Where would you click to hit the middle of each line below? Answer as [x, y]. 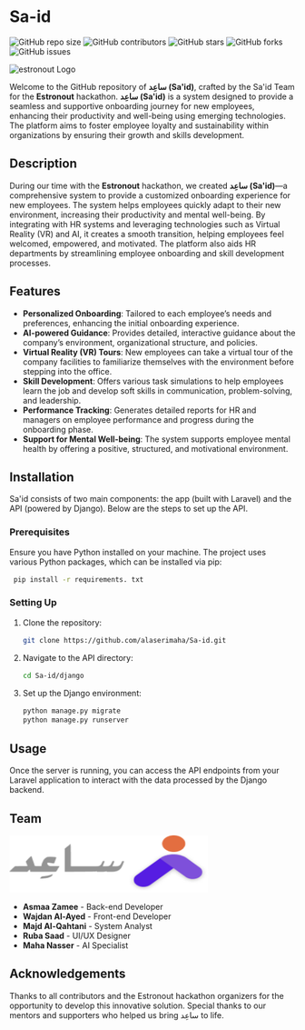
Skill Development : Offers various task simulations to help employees [153, 381]
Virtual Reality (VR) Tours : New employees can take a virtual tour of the [157, 352]
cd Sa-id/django [53, 675]
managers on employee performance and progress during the [138, 419]
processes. [30, 263]
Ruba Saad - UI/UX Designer [77, 935]
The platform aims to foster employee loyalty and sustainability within [139, 125]
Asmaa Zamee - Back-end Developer [93, 906]
